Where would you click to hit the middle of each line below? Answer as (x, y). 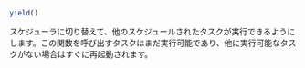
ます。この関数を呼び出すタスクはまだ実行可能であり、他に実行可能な (148, 43)
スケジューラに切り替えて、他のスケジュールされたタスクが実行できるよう (148, 31)
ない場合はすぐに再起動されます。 (89, 53)
